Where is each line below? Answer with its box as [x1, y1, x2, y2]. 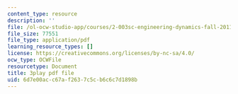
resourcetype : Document [7, 63, 78, 70]
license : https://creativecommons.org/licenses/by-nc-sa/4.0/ [7, 50, 195, 57]
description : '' [7, 17, 55, 24]
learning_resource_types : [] [7, 43, 93, 50]
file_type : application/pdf [7, 37, 91, 44]
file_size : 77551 [7, 30, 59, 37]
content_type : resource [7, 10, 78, 18]
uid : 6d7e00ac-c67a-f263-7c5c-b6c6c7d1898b [7, 76, 138, 83]
